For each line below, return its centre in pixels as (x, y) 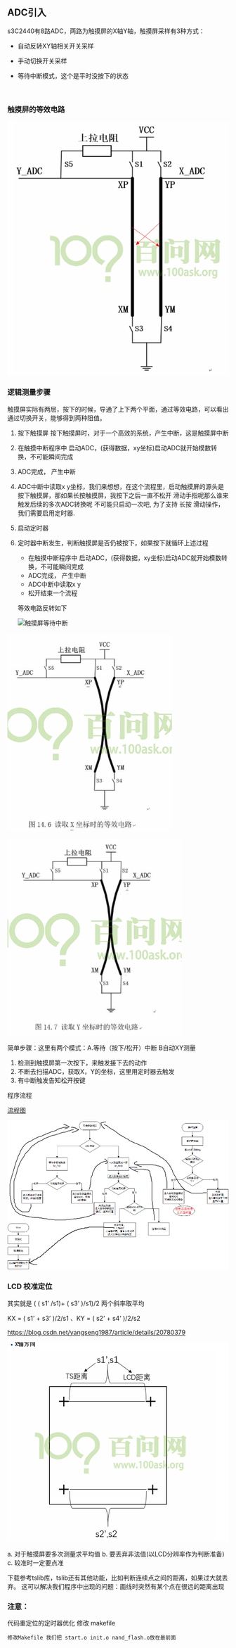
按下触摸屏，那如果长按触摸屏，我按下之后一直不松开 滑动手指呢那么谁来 (123, 495)
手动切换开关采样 (42, 61)
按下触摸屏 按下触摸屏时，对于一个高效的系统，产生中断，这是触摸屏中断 (123, 433)
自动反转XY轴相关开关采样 (55, 46)
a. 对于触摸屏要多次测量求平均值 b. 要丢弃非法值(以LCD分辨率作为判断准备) (116, 1554)
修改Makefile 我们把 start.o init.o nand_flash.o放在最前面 (92, 1638)
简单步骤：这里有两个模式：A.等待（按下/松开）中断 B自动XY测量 (101, 1048)
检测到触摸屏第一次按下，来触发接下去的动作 (82, 1063)
